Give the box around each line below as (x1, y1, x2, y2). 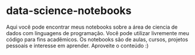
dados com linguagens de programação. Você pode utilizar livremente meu (6, 29, 190, 36)
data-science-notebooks (6, 4, 132, 18)
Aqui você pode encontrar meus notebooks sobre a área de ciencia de (6, 23, 178, 30)
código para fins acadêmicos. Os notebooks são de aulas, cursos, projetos (6, 36, 188, 43)
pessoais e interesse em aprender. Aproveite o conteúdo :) (6, 42, 149, 49)
